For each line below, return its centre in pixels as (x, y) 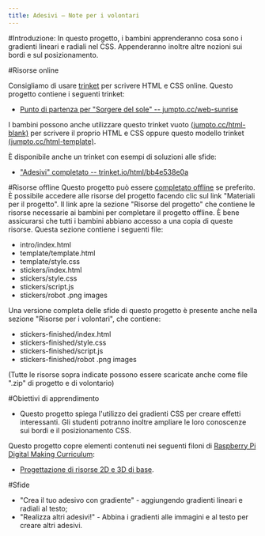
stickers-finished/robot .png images (78, 359)
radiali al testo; (44, 508)
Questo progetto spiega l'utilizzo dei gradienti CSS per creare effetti (130, 413)
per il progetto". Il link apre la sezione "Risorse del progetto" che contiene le (132, 204)
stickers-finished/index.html (65, 334)
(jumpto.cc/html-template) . (52, 141)
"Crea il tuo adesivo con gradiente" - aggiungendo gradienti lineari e (131, 500)
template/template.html (57, 253)
